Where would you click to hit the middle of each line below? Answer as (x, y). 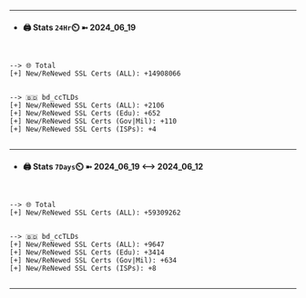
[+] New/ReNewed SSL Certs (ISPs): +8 (83, 269)
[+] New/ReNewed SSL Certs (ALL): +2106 (87, 105)
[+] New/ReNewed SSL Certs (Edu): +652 (85, 114)
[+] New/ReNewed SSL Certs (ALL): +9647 (87, 245)
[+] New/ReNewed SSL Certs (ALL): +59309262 (95, 213)
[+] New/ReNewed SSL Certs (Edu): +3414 (87, 253)
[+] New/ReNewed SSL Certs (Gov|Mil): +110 (93, 122)
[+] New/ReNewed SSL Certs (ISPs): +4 (83, 129)
